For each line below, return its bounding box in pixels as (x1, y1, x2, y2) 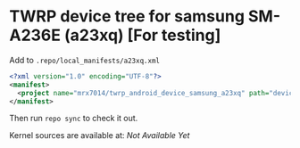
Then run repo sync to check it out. (9, 113, 138, 124)
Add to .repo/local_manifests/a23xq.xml (9, 54, 161, 65)
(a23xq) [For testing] (63, 25, 221, 45)
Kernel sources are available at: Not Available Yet (9, 130, 190, 141)
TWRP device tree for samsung (9, 6, 246, 27)
